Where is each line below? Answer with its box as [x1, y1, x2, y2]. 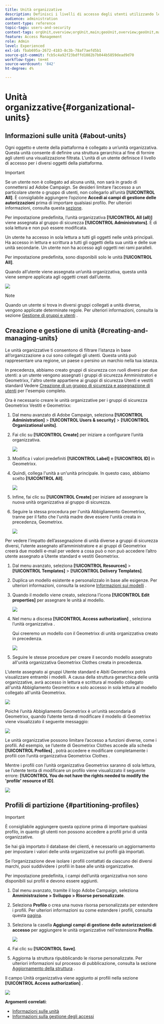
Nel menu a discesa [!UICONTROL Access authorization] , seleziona [12, 616, 151, 622]
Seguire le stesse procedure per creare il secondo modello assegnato [12, 654, 152, 660]
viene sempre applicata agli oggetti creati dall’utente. [5, 274, 112, 280]
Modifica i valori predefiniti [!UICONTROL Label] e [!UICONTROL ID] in [12, 455, 155, 461]
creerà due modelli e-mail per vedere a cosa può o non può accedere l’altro [5, 548, 157, 554]
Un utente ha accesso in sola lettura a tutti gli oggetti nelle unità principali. [5, 234, 154, 240]
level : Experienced [5, 43, 45, 48]
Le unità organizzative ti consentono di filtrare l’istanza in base [5, 347, 131, 353]
